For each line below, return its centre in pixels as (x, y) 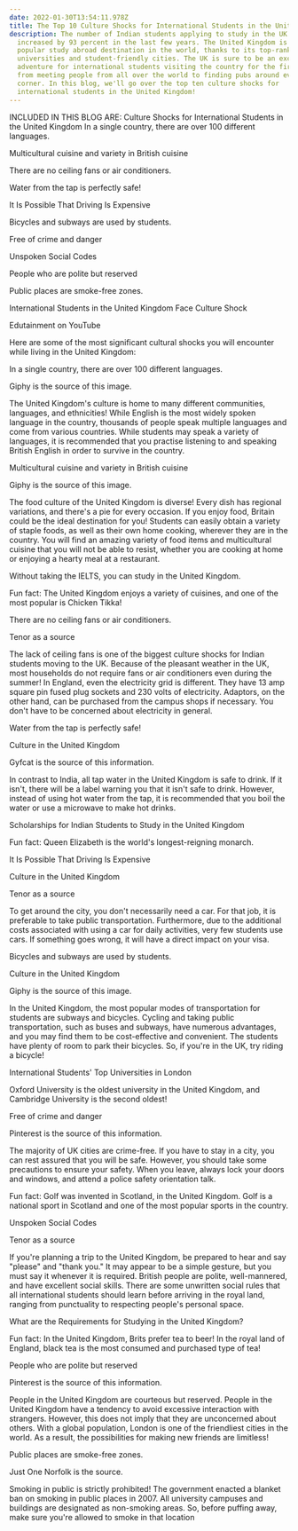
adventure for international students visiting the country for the (146, 67)
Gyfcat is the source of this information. (82, 762)
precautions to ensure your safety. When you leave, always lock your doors (147, 1169)
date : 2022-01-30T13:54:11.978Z (69, 17)
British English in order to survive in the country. (97, 450)
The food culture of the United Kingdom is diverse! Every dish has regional (145, 501)
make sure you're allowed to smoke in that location (102, 1517)
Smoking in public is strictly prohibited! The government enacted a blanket (145, 1488)
